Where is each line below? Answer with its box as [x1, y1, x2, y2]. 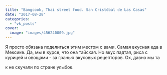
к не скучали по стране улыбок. [5, 64, 74, 70]
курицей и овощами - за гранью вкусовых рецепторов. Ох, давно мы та [5, 55, 160, 60]
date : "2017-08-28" [5, 12, 46, 17]
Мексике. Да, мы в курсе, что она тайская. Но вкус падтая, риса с [5, 49, 148, 55]
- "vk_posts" [10, 21, 37, 26]
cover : [5, 26, 19, 31]
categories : [5, 16, 30, 21]
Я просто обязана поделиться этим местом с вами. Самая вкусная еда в [5, 44, 162, 50]
